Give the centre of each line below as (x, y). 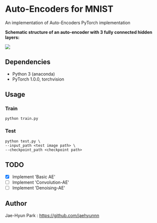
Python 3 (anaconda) (34, 74)
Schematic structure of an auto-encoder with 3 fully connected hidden (79, 32)
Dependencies (28, 62)
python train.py (22, 119)
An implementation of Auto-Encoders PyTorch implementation (68, 23)
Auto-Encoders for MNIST (59, 9)
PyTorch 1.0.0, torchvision (38, 79)
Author (16, 204)
